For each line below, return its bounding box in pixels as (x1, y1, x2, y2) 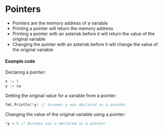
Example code (5, 58, 35, 64)
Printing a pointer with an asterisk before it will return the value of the (12, 30, 155, 36)
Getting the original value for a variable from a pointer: (5, 92, 117, 98)
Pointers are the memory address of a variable (12, 20, 108, 26)
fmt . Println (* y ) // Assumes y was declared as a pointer (5, 102, 126, 107)
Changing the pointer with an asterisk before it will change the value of (12, 41, 158, 47)
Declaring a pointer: (5, 69, 46, 75)
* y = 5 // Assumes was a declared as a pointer (5, 121, 106, 126)
